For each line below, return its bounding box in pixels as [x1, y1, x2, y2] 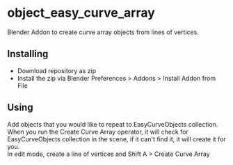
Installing [7, 48, 49, 60]
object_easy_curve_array [7, 5, 155, 21]
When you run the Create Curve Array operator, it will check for [7, 127, 189, 136]
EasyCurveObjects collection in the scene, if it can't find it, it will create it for [7, 134, 226, 143]
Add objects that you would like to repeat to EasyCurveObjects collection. [7, 120, 218, 128]
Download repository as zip [17, 66, 97, 74]
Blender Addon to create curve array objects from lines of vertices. [7, 28, 200, 36]
